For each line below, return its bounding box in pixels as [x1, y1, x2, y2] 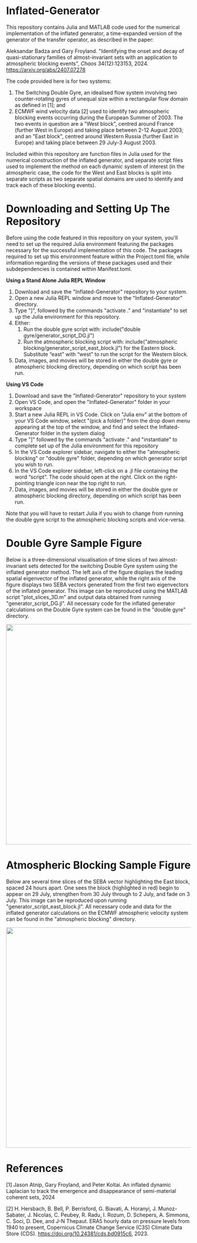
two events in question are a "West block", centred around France [14, 120, 174, 127]
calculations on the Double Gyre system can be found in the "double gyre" [6, 606, 186, 613]
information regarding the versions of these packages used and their [6, 259, 172, 266]
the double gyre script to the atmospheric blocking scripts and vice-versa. [6, 516, 186, 523]
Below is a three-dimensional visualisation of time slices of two [6, 556, 158, 563]
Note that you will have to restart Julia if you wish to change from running [6, 510, 184, 517]
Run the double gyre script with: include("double [23, 325, 141, 333]
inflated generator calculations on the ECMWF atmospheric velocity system [6, 909, 189, 916]
